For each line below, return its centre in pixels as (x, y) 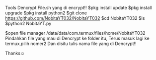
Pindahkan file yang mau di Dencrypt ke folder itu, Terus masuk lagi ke (78, 38)
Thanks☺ (15, 53)
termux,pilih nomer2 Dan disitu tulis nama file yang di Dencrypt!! (71, 44)
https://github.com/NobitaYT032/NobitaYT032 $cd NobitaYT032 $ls (75, 18)
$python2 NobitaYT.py (28, 23)
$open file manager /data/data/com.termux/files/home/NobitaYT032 (75, 33)
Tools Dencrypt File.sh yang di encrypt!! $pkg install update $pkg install (78, 8)
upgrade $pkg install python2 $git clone (46, 13)
